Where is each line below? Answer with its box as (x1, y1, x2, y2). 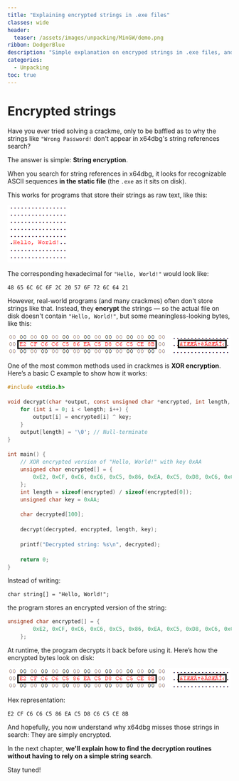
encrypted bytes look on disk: (7, 654, 95, 662)
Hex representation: (7, 696, 65, 704)
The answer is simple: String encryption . (7, 155, 128, 164)
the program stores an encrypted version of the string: (7, 603, 167, 612)
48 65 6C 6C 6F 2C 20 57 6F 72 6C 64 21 (7, 284, 129, 291)
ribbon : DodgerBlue (7, 41, 65, 49)
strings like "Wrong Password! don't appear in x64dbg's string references (7, 134, 220, 142)
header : (7, 26, 31, 33)
